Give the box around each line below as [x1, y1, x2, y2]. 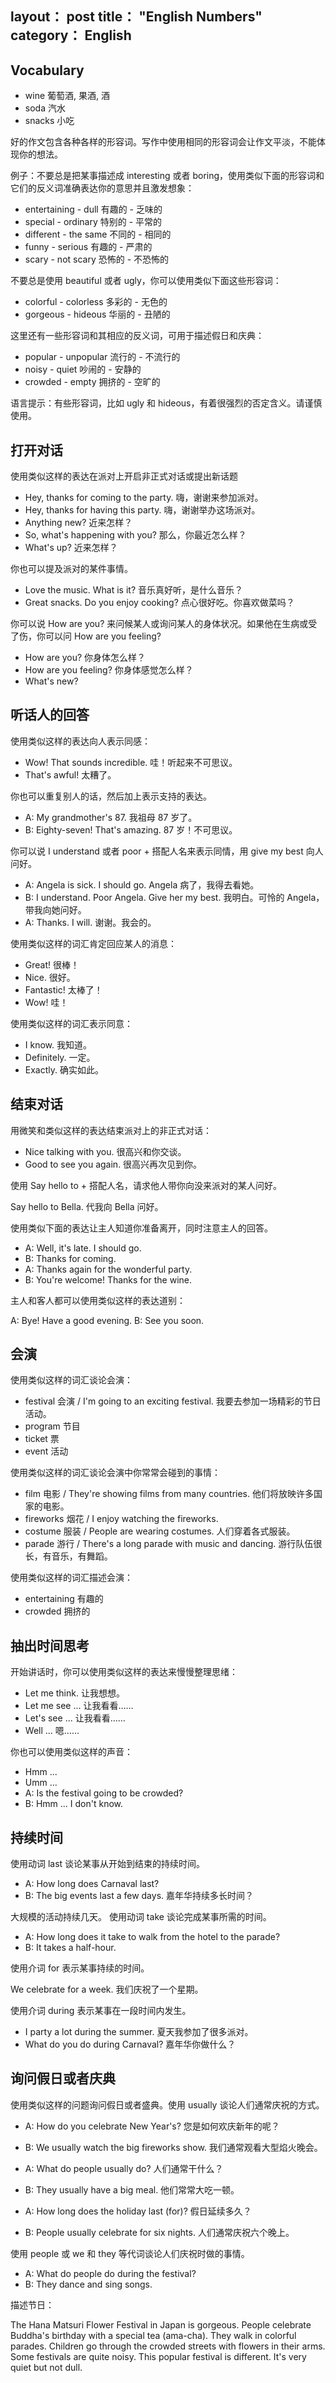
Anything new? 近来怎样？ [24, 517, 133, 529]
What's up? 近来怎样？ [24, 542, 118, 554]
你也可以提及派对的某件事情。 [10, 563, 133, 575]
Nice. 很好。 [24, 971, 76, 983]
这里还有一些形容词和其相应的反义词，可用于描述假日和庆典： [10, 330, 265, 342]
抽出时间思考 [10, 1637, 90, 1654]
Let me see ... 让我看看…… [24, 1700, 134, 1712]
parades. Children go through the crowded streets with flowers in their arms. [10, 2340, 326, 2352]
